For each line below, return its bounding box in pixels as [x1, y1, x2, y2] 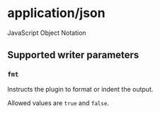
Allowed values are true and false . [7, 98, 110, 107]
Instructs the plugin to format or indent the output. [7, 85, 154, 93]
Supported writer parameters [7, 49, 139, 61]
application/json [7, 5, 105, 21]
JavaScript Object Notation [7, 28, 86, 37]
